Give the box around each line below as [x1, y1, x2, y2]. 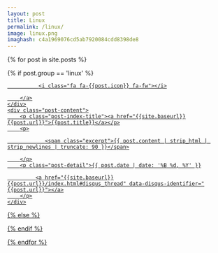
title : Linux [7, 17, 45, 24]
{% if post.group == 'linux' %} [7, 69, 94, 78]
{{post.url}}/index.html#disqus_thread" [7, 180, 127, 187]
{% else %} [7, 211, 41, 219]
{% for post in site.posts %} [7, 55, 87, 64]
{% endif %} [7, 224, 43, 233]
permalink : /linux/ [7, 23, 64, 30]
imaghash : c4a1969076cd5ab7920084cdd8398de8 [7, 36, 139, 43]
